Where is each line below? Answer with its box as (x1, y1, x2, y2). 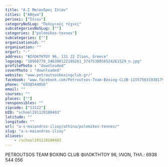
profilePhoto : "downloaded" (5, 63, 66, 68)
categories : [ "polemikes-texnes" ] (5, 31, 77, 36)
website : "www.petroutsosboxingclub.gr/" (5, 73, 93, 78)
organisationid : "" (5, 40, 46, 45)
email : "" (5, 86, 26, 92)
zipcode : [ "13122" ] (5, 105, 46, 110)
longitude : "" (5, 119, 35, 124)
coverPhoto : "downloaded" (5, 68, 61, 73)
